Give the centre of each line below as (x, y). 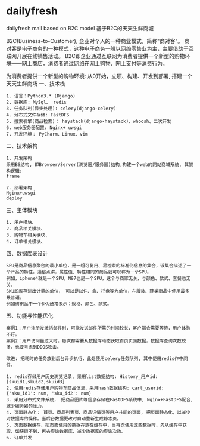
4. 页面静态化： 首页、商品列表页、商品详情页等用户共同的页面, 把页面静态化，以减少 (98, 412)
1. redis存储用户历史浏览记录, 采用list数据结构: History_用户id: (82, 376)
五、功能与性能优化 (30, 315)
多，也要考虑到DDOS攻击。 (34, 347)
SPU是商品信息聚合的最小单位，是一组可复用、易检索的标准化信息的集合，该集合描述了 (97, 266)
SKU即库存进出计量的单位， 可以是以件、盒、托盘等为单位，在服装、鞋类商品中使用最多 (98, 291)
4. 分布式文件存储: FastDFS (38, 115)
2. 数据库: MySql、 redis (37, 102)
